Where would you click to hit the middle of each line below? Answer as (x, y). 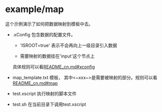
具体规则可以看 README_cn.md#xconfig (54, 67)
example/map (35, 9)
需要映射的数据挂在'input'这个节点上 (57, 56)
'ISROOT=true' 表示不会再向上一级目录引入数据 (68, 45)
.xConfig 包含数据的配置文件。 (44, 34)
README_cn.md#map (35, 83)
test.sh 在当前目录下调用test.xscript (49, 104)
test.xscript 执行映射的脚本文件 (44, 93)
